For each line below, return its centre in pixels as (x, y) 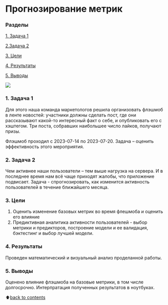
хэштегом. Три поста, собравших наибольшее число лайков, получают (83, 126)
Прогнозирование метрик (64, 9)
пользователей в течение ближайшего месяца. (57, 187)
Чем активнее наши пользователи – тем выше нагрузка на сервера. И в (84, 171)
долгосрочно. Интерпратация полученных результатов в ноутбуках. (80, 287)
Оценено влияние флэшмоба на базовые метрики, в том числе (75, 282)
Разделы (17, 25)
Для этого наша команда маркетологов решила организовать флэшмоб (84, 109)
